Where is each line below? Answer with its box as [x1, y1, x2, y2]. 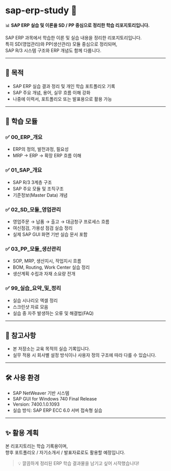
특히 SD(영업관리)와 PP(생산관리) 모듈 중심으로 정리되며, [5, 41, 118, 47]
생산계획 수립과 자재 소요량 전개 [12, 271, 75, 277]
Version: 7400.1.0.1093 [12, 401, 60, 408]
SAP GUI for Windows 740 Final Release [12, 396, 97, 402]
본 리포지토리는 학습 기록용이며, [5, 443, 68, 449]
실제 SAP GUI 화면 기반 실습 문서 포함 [12, 231, 88, 238]
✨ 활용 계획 [5, 429, 39, 437]
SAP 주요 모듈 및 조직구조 [12, 185, 64, 192]
